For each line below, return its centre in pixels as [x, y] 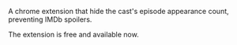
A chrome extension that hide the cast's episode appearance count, [118, 11]
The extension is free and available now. [74, 35]
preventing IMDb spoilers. [50, 19]
